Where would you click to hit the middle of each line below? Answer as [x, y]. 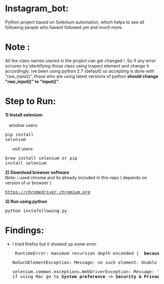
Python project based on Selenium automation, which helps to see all [75, 22]
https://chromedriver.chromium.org [48, 192]
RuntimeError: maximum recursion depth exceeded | [77, 253]
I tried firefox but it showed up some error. [55, 244]
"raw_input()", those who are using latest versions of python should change [82, 76]
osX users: [23, 149]
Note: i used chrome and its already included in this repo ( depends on [76, 177]
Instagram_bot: [37, 9]
